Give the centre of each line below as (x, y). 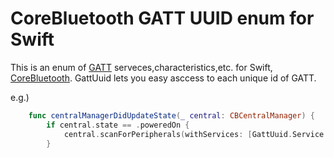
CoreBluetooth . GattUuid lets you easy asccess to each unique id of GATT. (163, 78)
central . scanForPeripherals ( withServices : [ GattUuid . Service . (196, 134)
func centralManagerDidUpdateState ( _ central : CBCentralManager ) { (171, 115)
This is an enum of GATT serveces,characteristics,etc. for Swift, (141, 67)
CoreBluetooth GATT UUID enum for (162, 18)
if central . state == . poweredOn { (118, 125)
